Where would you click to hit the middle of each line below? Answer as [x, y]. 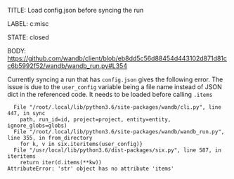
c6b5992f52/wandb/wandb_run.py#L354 [67, 66]
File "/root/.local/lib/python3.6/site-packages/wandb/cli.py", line [117, 107]
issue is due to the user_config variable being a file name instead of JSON [115, 87]
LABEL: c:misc [28, 24]
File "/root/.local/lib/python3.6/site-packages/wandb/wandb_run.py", [119, 132]
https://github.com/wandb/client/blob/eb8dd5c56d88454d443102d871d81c [117, 58]
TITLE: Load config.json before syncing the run [76, 10]
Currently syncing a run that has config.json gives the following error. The [115, 79]
